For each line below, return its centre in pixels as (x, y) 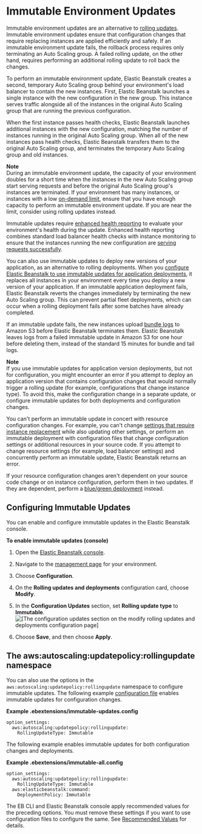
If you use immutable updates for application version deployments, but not (99, 368)
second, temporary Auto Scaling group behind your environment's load (95, 85)
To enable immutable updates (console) (57, 540)
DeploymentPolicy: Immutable (54, 795)
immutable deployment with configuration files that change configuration (97, 438)
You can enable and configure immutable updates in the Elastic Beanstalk (98, 522)
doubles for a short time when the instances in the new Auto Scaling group (99, 179)
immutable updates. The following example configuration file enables (93, 693)
